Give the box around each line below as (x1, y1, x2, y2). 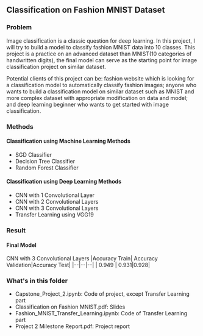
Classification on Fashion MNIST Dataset (6, 5, 165, 15)
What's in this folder (6, 277, 68, 285)
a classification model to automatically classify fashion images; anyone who (6, 81, 197, 88)
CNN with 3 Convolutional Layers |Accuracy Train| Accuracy (6, 255, 158, 262)
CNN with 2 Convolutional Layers (15, 198, 99, 206)
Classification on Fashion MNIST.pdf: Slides (15, 303, 126, 310)
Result (6, 226, 26, 234)
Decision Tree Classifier (15, 157, 76, 165)
